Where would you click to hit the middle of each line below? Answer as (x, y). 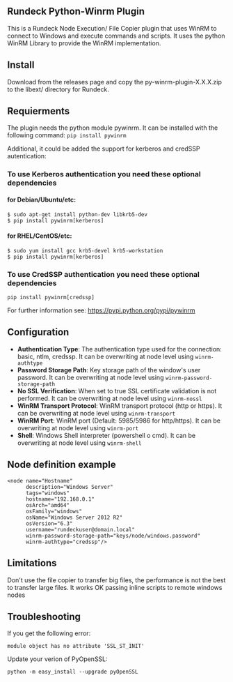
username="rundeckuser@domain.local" (80, 529)
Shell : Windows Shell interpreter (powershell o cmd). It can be (106, 435)
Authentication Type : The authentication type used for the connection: (120, 349)
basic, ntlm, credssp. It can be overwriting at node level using (105, 356)
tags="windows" (48, 493)
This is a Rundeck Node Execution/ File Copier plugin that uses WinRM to (112, 28)
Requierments (39, 111)
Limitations (32, 563)
